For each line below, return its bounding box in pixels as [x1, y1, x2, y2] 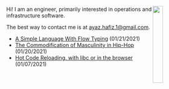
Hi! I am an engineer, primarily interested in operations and [6, 6, 152, 13]
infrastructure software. [6, 12, 65, 19]
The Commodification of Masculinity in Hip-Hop [14, 42, 135, 48]
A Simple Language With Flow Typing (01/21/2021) [14, 35, 141, 42]
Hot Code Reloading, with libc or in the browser [14, 54, 133, 61]
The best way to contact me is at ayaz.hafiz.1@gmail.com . [6, 24, 150, 30]
